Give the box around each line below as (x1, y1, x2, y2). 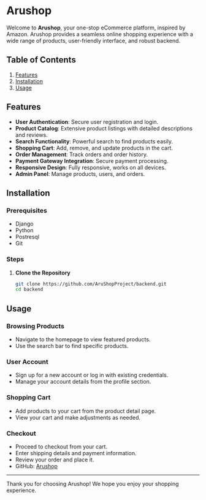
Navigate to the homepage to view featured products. (15, 335, 151, 343)
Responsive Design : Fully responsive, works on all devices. (15, 164, 166, 171)
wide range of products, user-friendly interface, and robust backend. (6, 37, 181, 44)
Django (15, 220, 34, 227)
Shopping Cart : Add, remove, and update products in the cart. (15, 144, 173, 151)
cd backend (15, 286, 44, 293)
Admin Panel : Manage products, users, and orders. (15, 170, 145, 178)
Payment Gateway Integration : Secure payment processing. (15, 157, 169, 164)
